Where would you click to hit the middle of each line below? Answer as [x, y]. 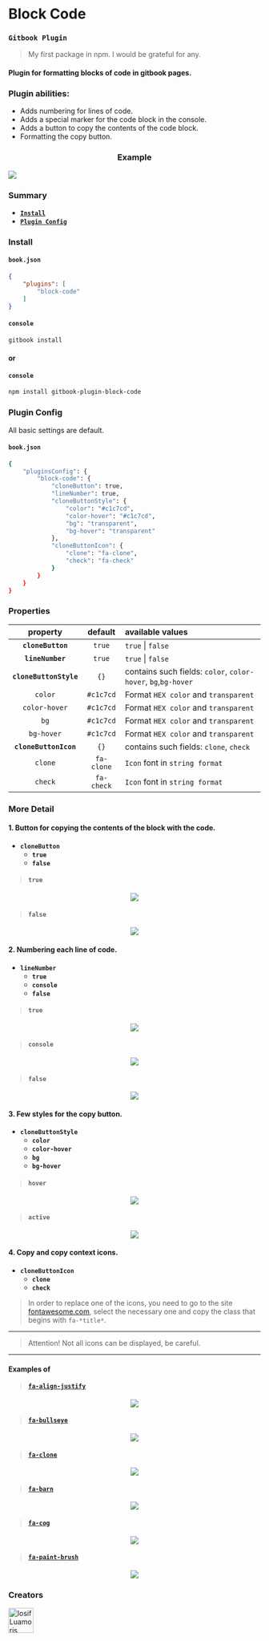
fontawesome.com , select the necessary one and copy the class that [142, 1311]
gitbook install [35, 340]
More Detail [31, 808]
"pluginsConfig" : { [55, 471]
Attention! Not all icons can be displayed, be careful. [114, 1343]
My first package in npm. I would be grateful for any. [114, 55]
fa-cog [39, 1523]
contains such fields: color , [176, 671]
